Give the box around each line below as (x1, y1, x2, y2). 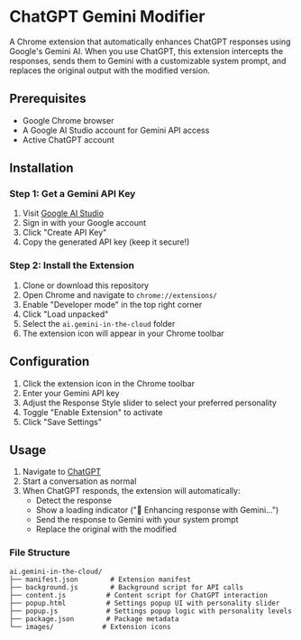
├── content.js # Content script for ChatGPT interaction (9, 590, 269, 599)
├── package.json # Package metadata (9, 614, 179, 624)
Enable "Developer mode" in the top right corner (22, 299, 203, 310)
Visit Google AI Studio (22, 208, 105, 218)
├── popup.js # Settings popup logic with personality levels (9, 607, 293, 616)
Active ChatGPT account (22, 134, 114, 145)
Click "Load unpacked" (22, 309, 109, 320)
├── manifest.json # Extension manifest (9, 575, 192, 584)
